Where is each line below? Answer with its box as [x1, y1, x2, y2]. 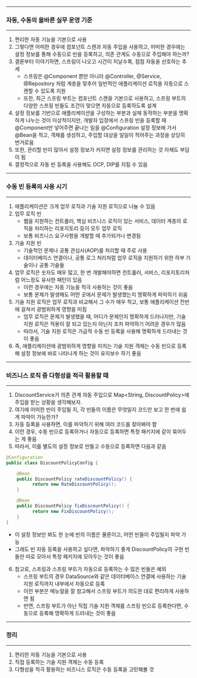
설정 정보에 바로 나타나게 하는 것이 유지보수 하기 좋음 [21, 349, 142, 356]
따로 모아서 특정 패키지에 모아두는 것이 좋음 [25, 553, 124, 560]
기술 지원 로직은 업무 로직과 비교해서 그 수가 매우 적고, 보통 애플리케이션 [14, 298, 179, 305]
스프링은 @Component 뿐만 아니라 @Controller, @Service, [23, 73, 162, 80]
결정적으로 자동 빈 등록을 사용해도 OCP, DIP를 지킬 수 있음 [14, 161, 148, 168]
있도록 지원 [40, 88, 66, 95]
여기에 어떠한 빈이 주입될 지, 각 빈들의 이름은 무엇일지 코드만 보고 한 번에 [14, 406, 181, 413]
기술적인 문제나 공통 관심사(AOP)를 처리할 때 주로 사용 [23, 246, 148, 253]
